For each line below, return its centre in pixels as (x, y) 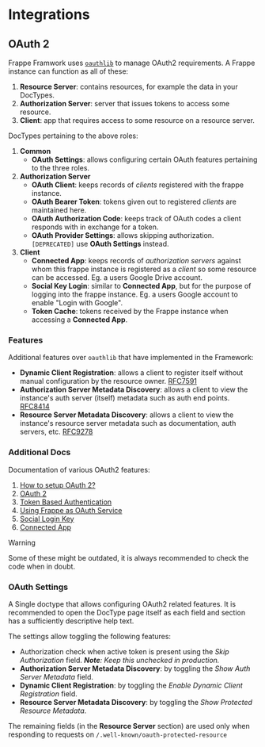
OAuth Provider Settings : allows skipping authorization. (123, 235)
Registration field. (48, 693)
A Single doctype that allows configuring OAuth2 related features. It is (122, 603)
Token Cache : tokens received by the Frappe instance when (130, 311)
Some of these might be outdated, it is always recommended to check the (129, 557)
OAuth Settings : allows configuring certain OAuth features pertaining (144, 159)
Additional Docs (40, 452)
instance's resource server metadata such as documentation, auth (128, 423)
